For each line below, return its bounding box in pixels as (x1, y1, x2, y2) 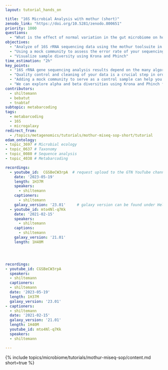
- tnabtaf (9, 100, 30, 105)
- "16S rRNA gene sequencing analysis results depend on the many (9, 68, 151, 73)
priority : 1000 (5, 26, 37, 31)
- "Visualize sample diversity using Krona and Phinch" (9, 54, 128, 59)
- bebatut (9, 96, 30, 101)
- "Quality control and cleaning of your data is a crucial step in (9, 72, 155, 78)
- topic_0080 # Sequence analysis (5, 151, 77, 157)
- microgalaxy (9, 123, 39, 128)
